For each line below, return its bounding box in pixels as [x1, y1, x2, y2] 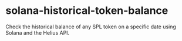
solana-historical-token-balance [5, 4, 168, 17]
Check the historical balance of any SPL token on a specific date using [5, 23, 177, 30]
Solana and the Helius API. [5, 29, 70, 36]
